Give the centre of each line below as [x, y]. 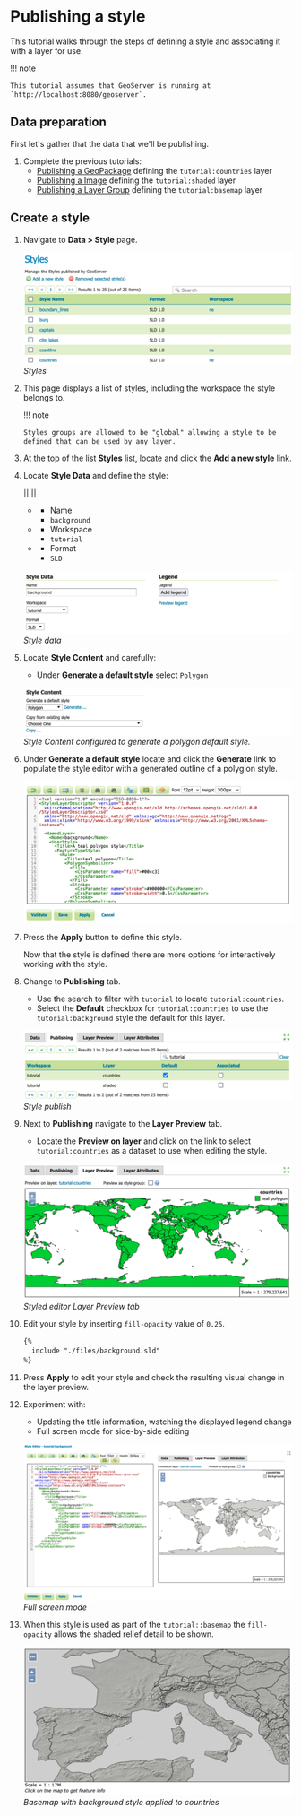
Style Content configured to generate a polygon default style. [137, 741]
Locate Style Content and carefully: [90, 657]
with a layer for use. [47, 50]
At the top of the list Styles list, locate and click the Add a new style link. [157, 458]
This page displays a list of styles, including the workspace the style [149, 388]
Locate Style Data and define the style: [95, 476]
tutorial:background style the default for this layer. [131, 1017]
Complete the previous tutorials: [82, 161]
